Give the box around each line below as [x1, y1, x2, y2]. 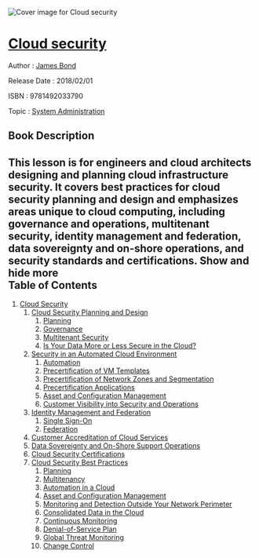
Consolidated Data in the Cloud [42, 508, 144, 517]
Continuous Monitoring [42, 516, 118, 526]
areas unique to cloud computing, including [8, 205, 225, 218]
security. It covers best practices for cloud [8, 181, 221, 194]
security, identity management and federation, [8, 229, 242, 243]
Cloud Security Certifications [31, 450, 126, 459]
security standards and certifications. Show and [8, 253, 250, 267]
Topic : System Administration [8, 106, 105, 115]
